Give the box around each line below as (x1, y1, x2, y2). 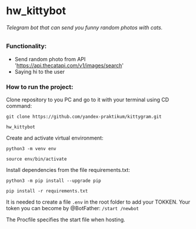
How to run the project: (6, 82, 74, 91)
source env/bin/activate (6, 156, 67, 162)
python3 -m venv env (6, 146, 57, 152)
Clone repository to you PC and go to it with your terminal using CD (6, 96, 170, 104)
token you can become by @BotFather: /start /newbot (6, 205, 139, 212)
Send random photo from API (14, 55, 86, 62)
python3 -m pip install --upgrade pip (6, 178, 101, 184)
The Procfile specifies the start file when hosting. (6, 216, 125, 223)
